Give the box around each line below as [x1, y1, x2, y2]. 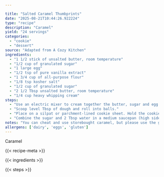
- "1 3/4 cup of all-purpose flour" [9, 75, 84, 80]
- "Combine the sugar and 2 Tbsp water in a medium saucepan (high [9, 116, 150, 120]
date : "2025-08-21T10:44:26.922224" [5, 16, 80, 21]
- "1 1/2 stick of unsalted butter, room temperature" [9, 57, 123, 61]
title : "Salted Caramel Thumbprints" [5, 11, 82, 16]
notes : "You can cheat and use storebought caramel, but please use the [5, 120, 156, 125]
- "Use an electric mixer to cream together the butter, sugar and [9, 102, 150, 107]
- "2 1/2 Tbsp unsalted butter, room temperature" [9, 88, 115, 93]
